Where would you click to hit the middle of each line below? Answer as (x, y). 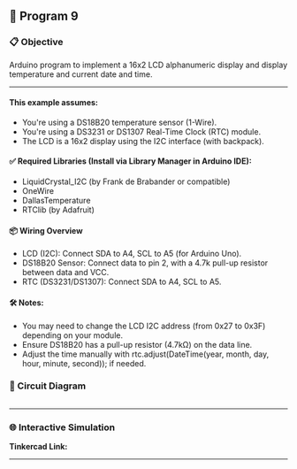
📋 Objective (36, 42)
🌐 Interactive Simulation (62, 427)
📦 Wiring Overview (46, 230)
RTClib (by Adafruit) (58, 210)
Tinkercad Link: (38, 447)
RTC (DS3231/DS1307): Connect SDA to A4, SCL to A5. (122, 282)
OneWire (38, 191)
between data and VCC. (65, 273)
